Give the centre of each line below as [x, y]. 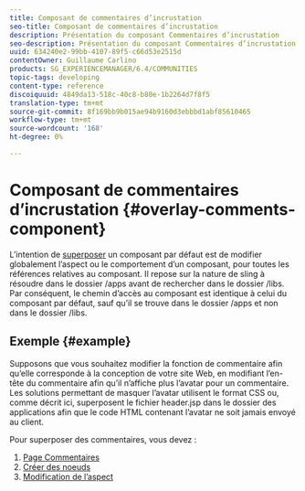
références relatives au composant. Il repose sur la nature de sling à [137, 273]
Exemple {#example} [70, 342]
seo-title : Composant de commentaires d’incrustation [114, 27]
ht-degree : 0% [37, 137]
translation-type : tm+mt [57, 103]
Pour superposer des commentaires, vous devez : [103, 439]
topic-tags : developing [55, 78]
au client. [26, 422]
